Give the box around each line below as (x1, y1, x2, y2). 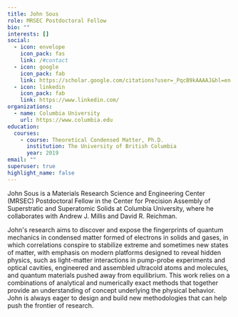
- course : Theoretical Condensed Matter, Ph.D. (20, 136, 164, 143)
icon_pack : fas (20, 51, 66, 58)
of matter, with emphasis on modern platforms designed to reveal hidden (7, 248, 222, 256)
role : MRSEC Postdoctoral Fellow (7, 17, 107, 24)
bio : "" (7, 24, 31, 31)
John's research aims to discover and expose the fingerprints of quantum (7, 225, 224, 234)
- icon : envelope (14, 43, 66, 51)
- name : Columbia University (14, 110, 100, 117)
